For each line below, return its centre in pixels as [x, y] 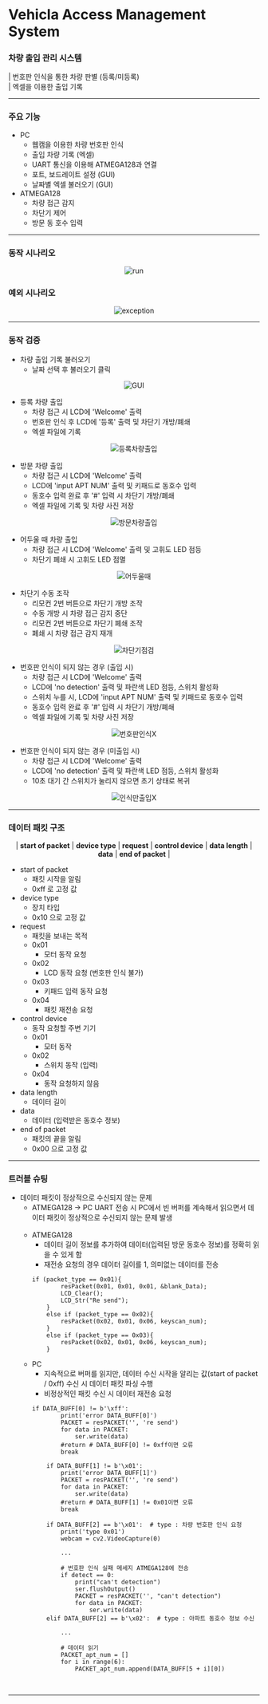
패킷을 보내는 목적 [59, 936]
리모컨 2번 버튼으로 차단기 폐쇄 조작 [87, 623]
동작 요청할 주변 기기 [64, 1028]
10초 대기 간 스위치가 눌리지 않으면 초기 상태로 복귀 [111, 780]
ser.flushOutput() [105, 1589]
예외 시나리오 [32, 293]
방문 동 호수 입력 [57, 223]
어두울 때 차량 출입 [49, 539]
